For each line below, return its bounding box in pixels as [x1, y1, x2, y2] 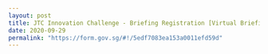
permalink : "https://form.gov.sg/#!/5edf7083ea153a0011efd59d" [8, 33, 223, 42]
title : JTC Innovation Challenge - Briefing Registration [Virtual [8, 19, 238, 27]
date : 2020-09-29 [8, 26, 66, 34]
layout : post [8, 11, 52, 20]
